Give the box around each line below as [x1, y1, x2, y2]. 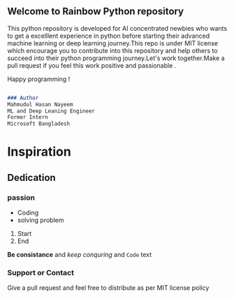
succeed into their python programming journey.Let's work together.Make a [7, 54, 225, 62]
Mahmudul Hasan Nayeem [7, 101, 73, 108]
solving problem [17, 216, 64, 224]
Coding [17, 209, 39, 217]
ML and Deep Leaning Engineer [7, 108, 96, 115]
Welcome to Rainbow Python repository [7, 6, 184, 17]
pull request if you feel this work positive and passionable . [7, 61, 177, 69]
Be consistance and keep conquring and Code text [7, 251, 152, 259]
